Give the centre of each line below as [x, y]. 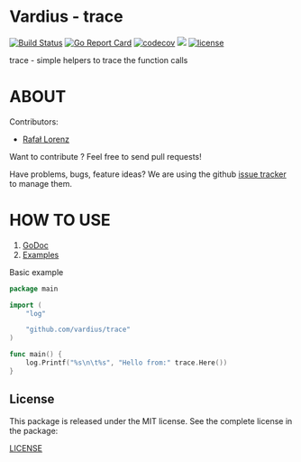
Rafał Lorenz [46, 139]
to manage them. [41, 183]
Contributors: [34, 121]
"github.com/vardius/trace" [78, 330]
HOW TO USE [60, 221]
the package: [34, 430]
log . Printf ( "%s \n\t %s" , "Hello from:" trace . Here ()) [127, 363]
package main [34, 289]
